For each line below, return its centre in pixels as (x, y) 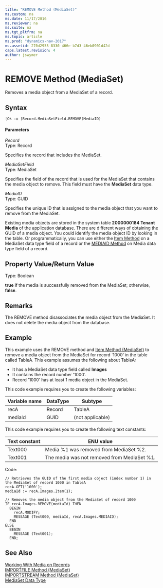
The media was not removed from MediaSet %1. (100, 457)
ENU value (100, 441)
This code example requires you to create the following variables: (71, 389)
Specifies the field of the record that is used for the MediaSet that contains (80, 179)
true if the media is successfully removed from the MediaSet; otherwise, (78, 285)
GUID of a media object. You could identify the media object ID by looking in (81, 233)
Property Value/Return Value (50, 264)
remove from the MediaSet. (32, 213)
